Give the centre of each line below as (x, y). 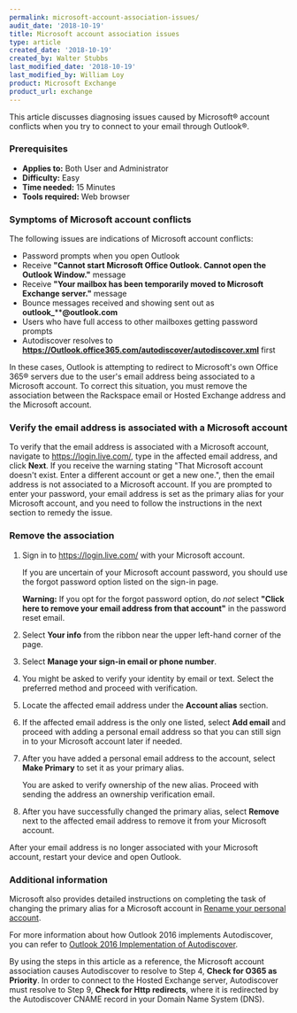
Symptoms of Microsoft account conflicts (100, 220)
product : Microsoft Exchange (63, 83)
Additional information (59, 879)
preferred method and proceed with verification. (110, 688)
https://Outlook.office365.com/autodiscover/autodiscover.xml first (148, 350)
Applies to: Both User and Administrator (95, 168)
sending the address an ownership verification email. (118, 794)
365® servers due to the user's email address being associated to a (132, 376)
